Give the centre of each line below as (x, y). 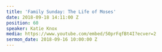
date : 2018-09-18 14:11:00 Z (42, 17)
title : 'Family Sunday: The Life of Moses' (61, 12)
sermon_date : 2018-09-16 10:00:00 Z (52, 39)
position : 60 (22, 23)
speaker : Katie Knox (32, 28)
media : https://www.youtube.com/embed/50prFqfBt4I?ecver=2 (81, 34)
